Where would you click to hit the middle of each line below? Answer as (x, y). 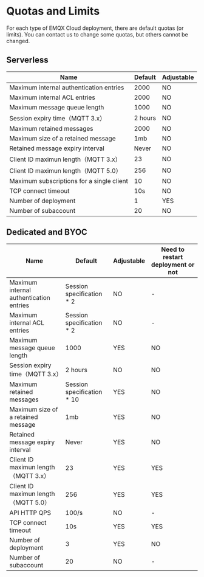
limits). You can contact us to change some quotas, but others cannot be (97, 34)
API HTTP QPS (30, 513)
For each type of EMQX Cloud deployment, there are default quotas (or (95, 28)
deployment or (173, 264)
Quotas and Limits (53, 11)
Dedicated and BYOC (47, 232)
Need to (173, 249)
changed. (18, 41)
